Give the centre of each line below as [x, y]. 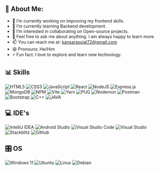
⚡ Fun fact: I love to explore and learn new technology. [67, 54]
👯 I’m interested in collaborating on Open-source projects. [70, 31]
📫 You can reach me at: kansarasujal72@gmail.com [64, 42]
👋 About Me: [24, 9]
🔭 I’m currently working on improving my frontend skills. [68, 21]
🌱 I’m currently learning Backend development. [59, 26]
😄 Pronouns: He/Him [33, 49]
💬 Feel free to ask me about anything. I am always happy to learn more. [83, 36]
